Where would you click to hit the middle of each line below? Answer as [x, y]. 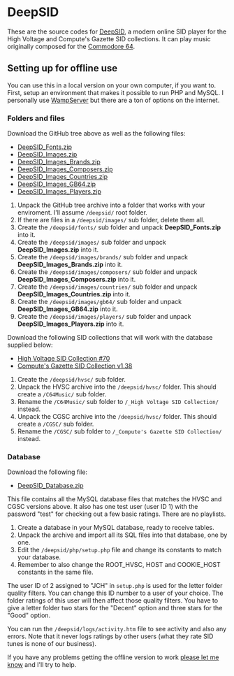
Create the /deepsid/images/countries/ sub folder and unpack [107, 287]
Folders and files [36, 118]
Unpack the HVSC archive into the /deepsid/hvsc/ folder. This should [117, 387]
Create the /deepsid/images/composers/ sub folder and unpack [107, 272]
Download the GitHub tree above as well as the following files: [96, 134]
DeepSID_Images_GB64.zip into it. [67, 309]
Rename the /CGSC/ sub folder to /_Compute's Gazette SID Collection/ [119, 431]
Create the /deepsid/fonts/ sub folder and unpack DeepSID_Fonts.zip [119, 227]
